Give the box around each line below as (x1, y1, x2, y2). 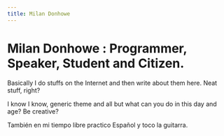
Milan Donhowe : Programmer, (7, 40, 188, 56)
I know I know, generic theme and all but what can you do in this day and (7, 100, 217, 108)
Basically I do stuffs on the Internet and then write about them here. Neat (7, 79, 218, 87)
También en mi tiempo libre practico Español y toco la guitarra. (7, 121, 188, 129)
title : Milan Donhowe (7, 10, 71, 18)
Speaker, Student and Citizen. (7, 55, 184, 71)
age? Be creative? (7, 107, 59, 116)
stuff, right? (7, 86, 41, 95)
